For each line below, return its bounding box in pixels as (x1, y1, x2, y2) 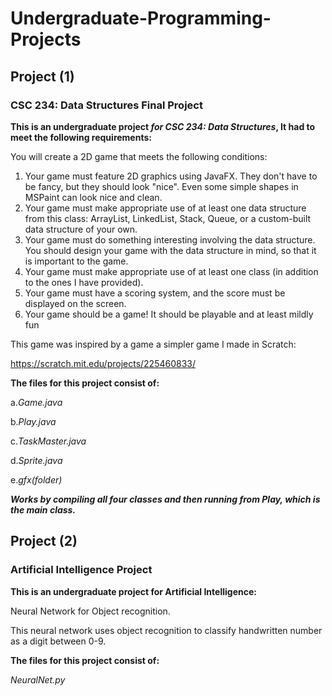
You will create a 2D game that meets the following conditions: (10, 150, 268, 162)
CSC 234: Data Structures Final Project (10, 98, 203, 112)
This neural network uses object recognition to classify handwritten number (10, 624, 323, 636)
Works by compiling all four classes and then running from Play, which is (10, 493, 321, 505)
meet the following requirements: (10, 131, 152, 143)
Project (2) (10, 533, 78, 550)
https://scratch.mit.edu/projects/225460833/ (10, 357, 197, 369)
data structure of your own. (24, 223, 138, 235)
